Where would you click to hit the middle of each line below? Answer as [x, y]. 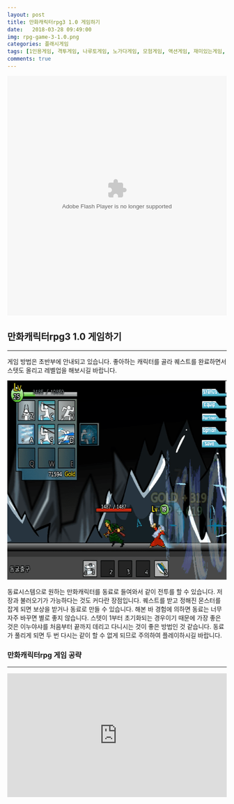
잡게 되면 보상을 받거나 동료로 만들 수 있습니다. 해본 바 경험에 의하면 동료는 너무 [115, 609]
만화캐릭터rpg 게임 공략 [45, 655]
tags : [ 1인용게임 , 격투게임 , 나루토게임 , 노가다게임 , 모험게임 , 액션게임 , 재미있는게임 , [116, 52]
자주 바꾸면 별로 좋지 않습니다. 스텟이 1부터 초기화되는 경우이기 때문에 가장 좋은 [114, 618]
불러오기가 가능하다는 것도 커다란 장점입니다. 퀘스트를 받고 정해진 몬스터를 [120, 600]
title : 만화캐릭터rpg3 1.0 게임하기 [54, 22]
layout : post [26, 15]
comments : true [29, 59]
